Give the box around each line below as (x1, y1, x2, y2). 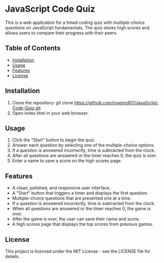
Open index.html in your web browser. (12, 110, 89, 116)
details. (5, 254, 20, 259)
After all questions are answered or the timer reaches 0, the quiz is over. (12, 153, 157, 159)
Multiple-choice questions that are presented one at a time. (12, 195, 132, 201)
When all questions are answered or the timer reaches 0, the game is (12, 206, 151, 212)
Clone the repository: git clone (12, 100, 73, 105)
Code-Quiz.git (12, 105, 41, 111)
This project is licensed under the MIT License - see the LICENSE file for (5, 248, 150, 254)
